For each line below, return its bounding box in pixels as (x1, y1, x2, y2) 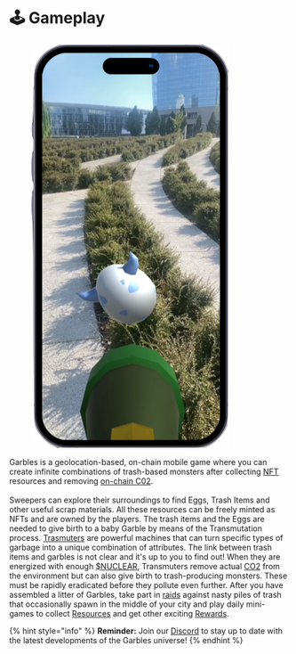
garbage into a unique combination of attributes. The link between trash (9, 542, 273, 552)
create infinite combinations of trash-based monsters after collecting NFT (9, 466, 279, 477)
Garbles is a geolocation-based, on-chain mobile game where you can (9, 456, 268, 467)
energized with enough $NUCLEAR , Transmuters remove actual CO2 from (9, 560, 280, 571)
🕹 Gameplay (9, 8, 106, 29)
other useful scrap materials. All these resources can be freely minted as (9, 503, 276, 514)
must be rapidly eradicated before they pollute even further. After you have (9, 579, 284, 590)
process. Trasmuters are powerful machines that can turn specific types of (9, 532, 284, 543)
